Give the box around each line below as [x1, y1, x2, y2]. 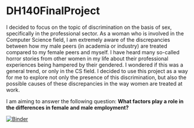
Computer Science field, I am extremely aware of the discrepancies [6, 36, 170, 43]
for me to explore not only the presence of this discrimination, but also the [6, 74, 187, 81]
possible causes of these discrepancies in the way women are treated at [6, 80, 183, 87]
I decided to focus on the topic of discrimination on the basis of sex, [6, 24, 172, 31]
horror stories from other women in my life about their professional [6, 55, 169, 62]
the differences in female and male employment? [6, 104, 129, 111]
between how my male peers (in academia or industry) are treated [6, 42, 167, 50]
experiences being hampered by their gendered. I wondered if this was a [6, 61, 183, 68]
